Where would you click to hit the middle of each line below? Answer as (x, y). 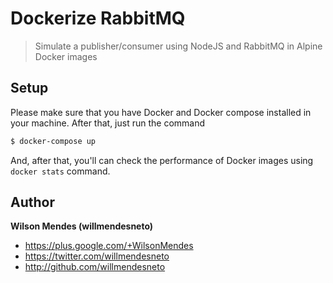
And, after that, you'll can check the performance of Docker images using (162, 160)
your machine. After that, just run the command (108, 123)
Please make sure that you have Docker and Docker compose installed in (161, 112)
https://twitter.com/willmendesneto (97, 256)
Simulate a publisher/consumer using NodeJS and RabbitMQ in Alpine (178, 46)
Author (32, 202)
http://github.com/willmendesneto (95, 267)
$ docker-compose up (53, 141)
